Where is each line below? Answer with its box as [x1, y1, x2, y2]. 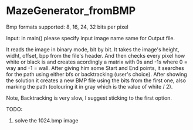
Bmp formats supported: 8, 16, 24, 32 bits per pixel [6, 23, 129, 30]
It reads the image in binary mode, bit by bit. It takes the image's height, [6, 45, 180, 53]
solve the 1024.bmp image [14, 117, 79, 124]
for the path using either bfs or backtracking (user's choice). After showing [6, 71, 188, 78]
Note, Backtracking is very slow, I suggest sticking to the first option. [6, 94, 172, 101]
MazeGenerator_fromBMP [6, 4, 136, 17]
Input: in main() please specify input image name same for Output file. [6, 34, 175, 41]
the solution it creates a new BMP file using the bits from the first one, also [6, 77, 187, 84]
